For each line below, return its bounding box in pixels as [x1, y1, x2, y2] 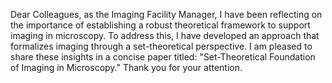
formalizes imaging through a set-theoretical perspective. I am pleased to [10, 40, 313, 52]
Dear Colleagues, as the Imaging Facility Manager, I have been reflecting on [10, 9, 323, 20]
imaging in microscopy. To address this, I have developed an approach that [10, 30, 320, 41]
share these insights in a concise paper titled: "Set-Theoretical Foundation [10, 51, 316, 63]
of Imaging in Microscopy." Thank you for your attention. [10, 62, 243, 73]
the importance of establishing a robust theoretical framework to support [10, 19, 311, 31]
